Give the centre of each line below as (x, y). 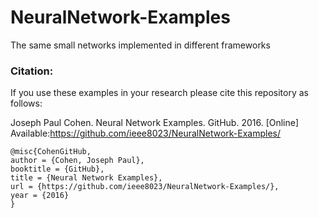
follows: (26, 103)
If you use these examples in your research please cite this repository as (159, 93)
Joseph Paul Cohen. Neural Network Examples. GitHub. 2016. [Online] (155, 123)
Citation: (32, 71)
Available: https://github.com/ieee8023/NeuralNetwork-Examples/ (146, 133)
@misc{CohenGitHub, (51, 152)
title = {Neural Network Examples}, (86, 178)
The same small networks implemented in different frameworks (140, 45)
